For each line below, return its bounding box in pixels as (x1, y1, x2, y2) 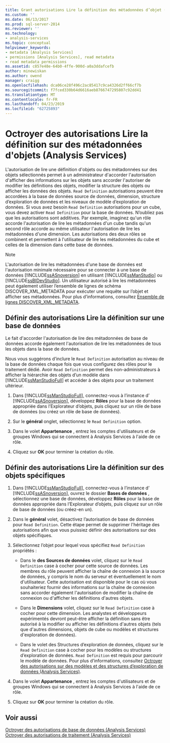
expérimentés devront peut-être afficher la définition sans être (20, 615, 150, 621)
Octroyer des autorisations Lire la (5, 128, 148, 140)
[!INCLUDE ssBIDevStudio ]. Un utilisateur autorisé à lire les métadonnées (5, 277, 156, 284)
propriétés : (12, 548, 37, 554)
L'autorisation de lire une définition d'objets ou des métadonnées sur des (5, 166, 157, 172)
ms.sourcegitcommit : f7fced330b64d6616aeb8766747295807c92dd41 (5, 87, 142, 93)
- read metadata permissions (5, 59, 67, 64)
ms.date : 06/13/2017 (5, 17, 49, 22)
